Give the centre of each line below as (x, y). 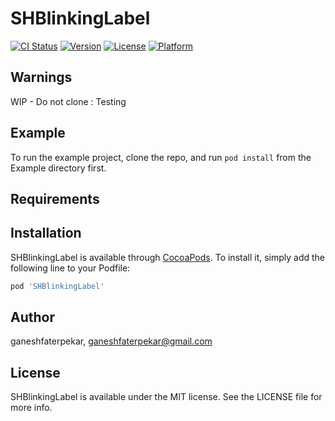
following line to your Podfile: (70, 268)
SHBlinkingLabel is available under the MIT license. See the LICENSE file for (166, 397)
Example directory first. (58, 168)
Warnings (41, 77)
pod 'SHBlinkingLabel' (57, 286)
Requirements (55, 198)
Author (32, 317)
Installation (46, 233)
